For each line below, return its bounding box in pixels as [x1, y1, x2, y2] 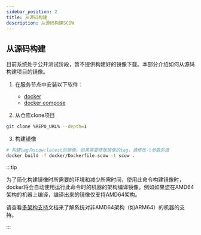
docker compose [23, 100, 66, 107]
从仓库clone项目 [14, 112, 56, 119]
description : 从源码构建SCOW [6, 20, 75, 26]
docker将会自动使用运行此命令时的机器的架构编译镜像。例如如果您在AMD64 [6, 183, 194, 191]
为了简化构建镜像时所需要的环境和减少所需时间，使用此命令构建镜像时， [6, 176, 184, 183]
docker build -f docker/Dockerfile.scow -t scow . [6, 152, 135, 159]
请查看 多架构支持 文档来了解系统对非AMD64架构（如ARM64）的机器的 [6, 203, 180, 210]
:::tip [6, 163, 17, 171]
